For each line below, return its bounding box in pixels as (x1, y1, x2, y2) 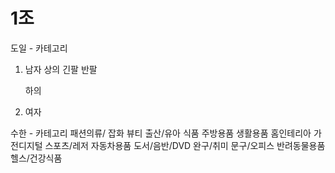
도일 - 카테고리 (10, 42, 68, 54)
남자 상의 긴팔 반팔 (24, 63, 98, 75)
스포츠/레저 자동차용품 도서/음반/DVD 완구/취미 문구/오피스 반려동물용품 (44, 139, 326, 151)
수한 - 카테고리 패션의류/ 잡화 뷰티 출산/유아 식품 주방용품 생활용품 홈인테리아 (10, 127, 312, 139)
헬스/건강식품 (10, 152, 63, 164)
